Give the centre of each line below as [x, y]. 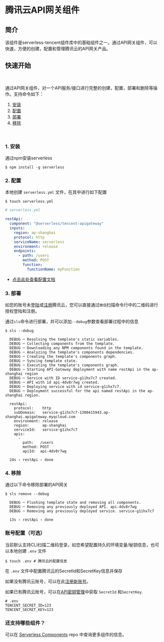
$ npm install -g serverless [35, 168]
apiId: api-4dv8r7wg [45, 451]
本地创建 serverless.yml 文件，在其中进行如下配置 [56, 192]
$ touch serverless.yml [29, 202]
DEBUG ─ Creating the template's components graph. [63, 357]
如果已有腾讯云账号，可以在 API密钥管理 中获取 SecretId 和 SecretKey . [74, 592]
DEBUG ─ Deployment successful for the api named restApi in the [78, 391]
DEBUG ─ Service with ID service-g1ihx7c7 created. [63, 378]
